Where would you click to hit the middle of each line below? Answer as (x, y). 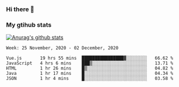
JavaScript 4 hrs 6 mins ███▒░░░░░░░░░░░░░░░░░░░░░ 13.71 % (90, 63)
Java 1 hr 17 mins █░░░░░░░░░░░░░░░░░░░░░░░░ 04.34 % (90, 74)
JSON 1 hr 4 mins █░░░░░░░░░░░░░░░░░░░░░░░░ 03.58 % (90, 79)
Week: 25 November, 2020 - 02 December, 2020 (62, 48)
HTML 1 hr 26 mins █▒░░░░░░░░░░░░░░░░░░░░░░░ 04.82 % (90, 68)
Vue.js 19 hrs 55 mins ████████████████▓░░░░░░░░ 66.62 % (90, 58)
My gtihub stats (29, 24)
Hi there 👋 (20, 9)
